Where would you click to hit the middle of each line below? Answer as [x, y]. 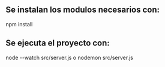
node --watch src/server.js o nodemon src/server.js [69, 57]
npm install [19, 24]
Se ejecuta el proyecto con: [58, 43]
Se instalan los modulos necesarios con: [83, 10]
